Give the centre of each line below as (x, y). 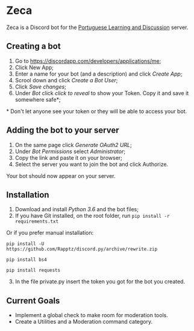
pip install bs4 (27, 260)
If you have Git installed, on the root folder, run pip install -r (92, 216)
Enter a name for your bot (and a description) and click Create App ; (99, 74)
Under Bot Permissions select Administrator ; (70, 151)
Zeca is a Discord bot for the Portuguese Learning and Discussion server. (97, 27)
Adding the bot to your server (63, 130)
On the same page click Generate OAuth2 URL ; (73, 145)
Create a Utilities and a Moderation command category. (84, 322)
